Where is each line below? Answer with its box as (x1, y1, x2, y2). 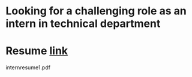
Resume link (5, 44, 68, 58)
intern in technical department (5, 17, 161, 30)
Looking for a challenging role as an (5, 4, 187, 18)
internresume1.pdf (5, 64, 50, 71)
